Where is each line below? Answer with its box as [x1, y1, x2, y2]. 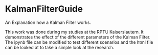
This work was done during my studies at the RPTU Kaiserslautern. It [5, 29, 144, 35]
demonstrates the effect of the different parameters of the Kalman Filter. [5, 34, 151, 40]
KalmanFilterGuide [5, 3, 83, 15]
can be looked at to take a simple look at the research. [5, 44, 114, 50]
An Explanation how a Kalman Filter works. [5, 19, 91, 25]
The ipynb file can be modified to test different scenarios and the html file [5, 39, 153, 45]
